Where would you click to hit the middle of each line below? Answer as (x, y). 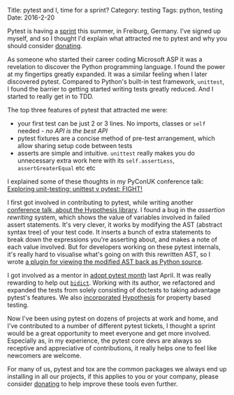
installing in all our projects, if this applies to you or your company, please (113, 377)
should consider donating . (45, 46)
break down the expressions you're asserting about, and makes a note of (112, 239)
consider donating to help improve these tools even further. (93, 384)
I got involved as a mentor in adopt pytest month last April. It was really (109, 275)
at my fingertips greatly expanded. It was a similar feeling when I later (107, 74)
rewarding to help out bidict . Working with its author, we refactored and (111, 283)
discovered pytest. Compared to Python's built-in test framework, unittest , (116, 82)
